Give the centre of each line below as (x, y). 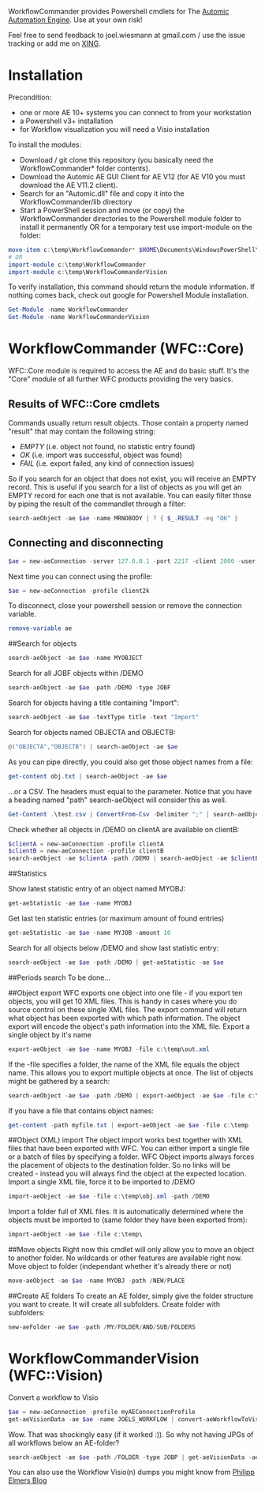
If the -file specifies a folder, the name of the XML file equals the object (124, 1064)
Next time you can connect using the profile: (80, 576)
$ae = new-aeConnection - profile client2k (79, 591)
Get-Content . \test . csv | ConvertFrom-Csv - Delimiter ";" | (109, 814)
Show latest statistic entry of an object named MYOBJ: (97, 889)
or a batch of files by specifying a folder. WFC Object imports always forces (131, 1157)
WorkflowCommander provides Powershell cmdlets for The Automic (119, 11)
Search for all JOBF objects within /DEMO (76, 673)
